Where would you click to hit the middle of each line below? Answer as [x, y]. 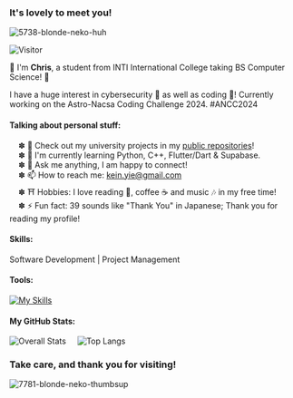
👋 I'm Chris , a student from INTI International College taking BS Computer [147, 68]
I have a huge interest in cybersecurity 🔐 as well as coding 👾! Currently [142, 95]
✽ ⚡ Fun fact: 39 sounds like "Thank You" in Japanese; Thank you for [148, 205]
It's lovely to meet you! [61, 13]
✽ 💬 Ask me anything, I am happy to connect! [103, 164]
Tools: [21, 280]
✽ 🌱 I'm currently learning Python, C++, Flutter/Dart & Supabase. [139, 155]
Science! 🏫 [29, 77]
